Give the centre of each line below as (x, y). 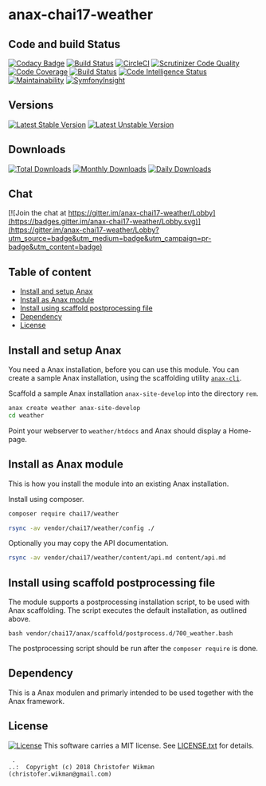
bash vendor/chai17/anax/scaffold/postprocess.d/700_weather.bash (121, 634)
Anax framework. (37, 701)
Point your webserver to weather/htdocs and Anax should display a (117, 431)
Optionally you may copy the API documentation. (88, 543)
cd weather (26, 415)
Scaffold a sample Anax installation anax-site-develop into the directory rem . (133, 393)
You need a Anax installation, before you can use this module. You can (124, 369)
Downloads (37, 150)
